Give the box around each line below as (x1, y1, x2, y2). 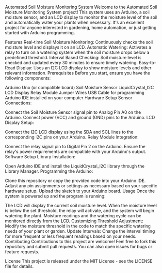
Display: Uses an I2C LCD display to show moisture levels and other (16, 65, 152, 71)
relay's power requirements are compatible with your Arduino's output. (5, 149, 146, 154)
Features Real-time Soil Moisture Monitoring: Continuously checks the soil (5, 39, 153, 45)
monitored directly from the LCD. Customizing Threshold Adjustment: (5, 218, 143, 224)
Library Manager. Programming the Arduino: (5, 168, 93, 174)
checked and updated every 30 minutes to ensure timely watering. (5, 60, 138, 65)
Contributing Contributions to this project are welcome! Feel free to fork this (5, 239, 157, 244)
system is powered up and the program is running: (5, 193, 106, 199)
